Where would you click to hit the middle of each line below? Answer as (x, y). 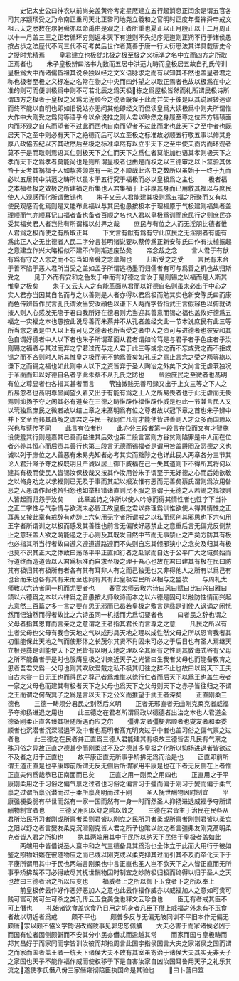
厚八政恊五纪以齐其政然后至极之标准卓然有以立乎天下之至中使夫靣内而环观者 (119, 144)
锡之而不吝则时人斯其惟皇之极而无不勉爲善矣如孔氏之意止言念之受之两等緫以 (119, 357)
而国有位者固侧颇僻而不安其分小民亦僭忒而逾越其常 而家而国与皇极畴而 (117, 934)
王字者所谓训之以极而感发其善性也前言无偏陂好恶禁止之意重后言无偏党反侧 (116, 526)
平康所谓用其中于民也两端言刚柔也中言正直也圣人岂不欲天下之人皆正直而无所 (119, 863)
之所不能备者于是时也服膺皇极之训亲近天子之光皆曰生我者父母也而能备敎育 (116, 659)
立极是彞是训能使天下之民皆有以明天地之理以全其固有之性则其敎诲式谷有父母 (119, 650)
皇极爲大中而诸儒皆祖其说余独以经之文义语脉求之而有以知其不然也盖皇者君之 (119, 73)
